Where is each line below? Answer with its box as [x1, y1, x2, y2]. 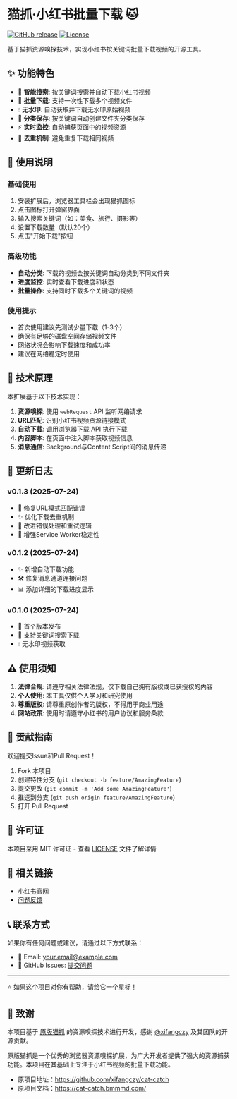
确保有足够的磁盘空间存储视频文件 [17, 332, 117, 341]
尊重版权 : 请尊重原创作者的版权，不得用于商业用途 [17, 700, 164, 708]
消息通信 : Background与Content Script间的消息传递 [17, 442, 167, 451]
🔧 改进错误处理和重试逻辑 [17, 521, 92, 530]
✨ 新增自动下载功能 [17, 565, 75, 573]
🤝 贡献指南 [7, 731, 53, 743]
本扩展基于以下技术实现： [7, 392, 82, 401]
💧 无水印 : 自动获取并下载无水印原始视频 [17, 105, 131, 114]
